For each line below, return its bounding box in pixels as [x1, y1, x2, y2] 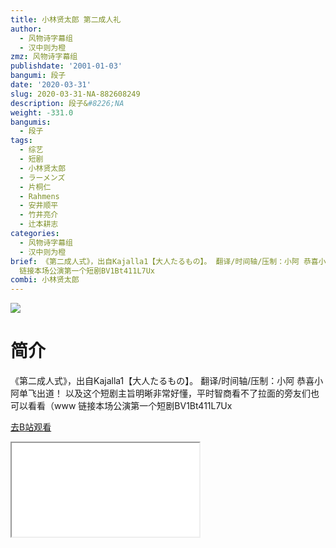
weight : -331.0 [10, 107, 74, 118]
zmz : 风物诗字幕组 [10, 52, 78, 62]
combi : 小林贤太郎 [10, 275, 80, 285]
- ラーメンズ [19, 172, 66, 183]
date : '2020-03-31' [10, 80, 92, 90]
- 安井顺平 [19, 201, 59, 211]
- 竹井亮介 [19, 210, 59, 220]
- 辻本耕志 [19, 219, 59, 230]
